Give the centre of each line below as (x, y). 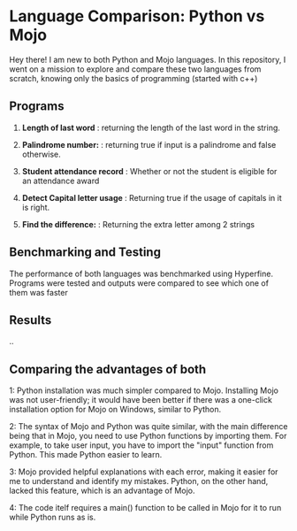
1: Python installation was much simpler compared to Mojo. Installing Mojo (144, 390)
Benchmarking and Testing (85, 253)
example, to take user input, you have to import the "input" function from (141, 445)
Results (30, 320)
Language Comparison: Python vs (137, 16)
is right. (36, 207)
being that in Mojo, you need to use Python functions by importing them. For (148, 436)
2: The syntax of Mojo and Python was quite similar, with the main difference (148, 427)
